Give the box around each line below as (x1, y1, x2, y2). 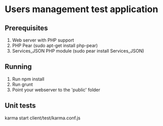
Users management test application (5, 4, 158, 15)
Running (5, 62, 32, 71)
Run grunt (12, 81, 33, 87)
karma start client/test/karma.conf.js (5, 115, 80, 121)
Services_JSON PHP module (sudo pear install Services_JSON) (12, 48, 145, 54)
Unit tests (5, 101, 36, 110)
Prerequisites (5, 24, 48, 32)
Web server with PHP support (12, 37, 74, 43)
